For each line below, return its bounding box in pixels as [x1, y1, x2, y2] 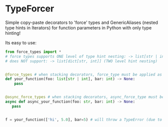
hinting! [5, 30, 21, 36]
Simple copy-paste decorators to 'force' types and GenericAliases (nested [5, 19, 158, 25]
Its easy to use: [5, 39, 36, 45]
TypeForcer [5, 3, 54, 14]
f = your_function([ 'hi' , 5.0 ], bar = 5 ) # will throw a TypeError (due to [5, 117, 162, 122]
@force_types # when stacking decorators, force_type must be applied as [5, 72, 162, 77]
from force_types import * [5, 49, 61, 54]
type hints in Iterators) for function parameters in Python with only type [5, 24, 152, 30]
